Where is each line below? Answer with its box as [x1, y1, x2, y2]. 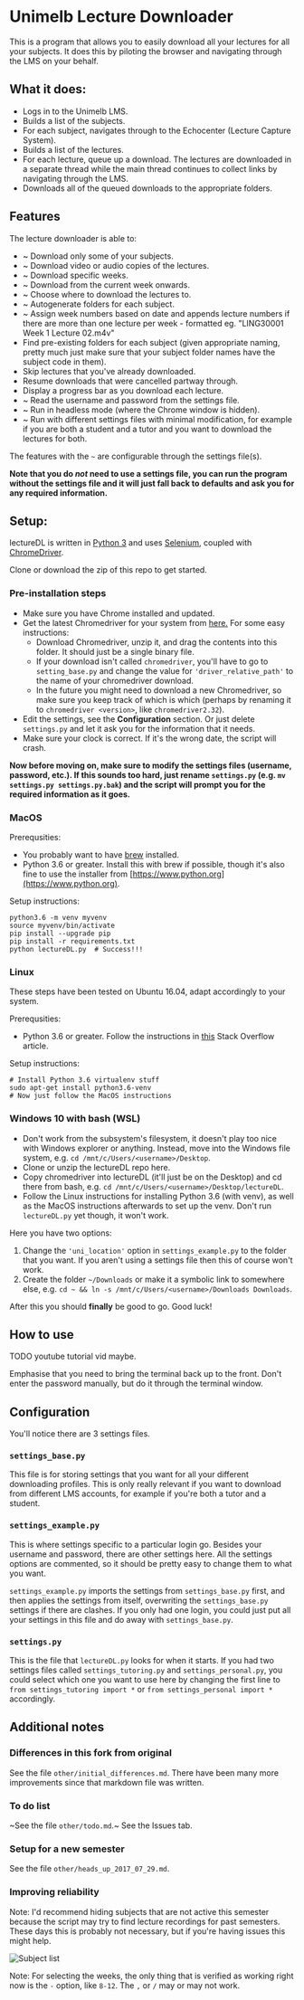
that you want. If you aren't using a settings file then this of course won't [22, 1255, 293, 1265]
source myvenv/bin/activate [9, 921, 116, 930]
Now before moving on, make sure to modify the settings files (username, [9, 760, 292, 771]
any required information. [9, 487, 109, 498]
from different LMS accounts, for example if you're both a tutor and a [9, 1488, 267, 1499]
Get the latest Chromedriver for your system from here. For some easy [22, 617, 285, 628]
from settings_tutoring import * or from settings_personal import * [9, 1684, 273, 1695]
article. [22, 1040, 49, 1051]
